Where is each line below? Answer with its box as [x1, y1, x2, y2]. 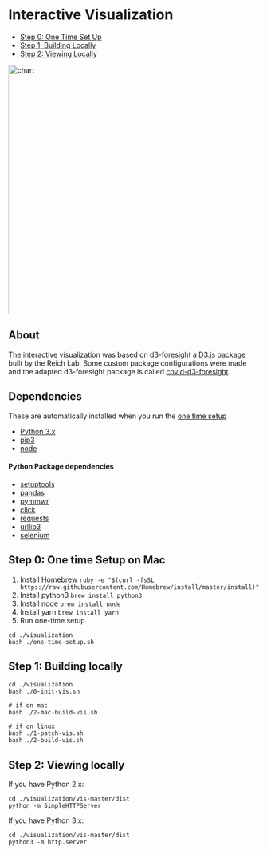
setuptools [19, 479, 55, 488]
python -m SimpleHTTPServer [8, 802, 102, 810]
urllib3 [19, 521, 41, 532]
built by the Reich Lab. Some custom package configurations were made [8, 358, 247, 368]
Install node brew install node [19, 599, 121, 608]
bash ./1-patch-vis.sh [8, 729, 84, 737]
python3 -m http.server [8, 838, 88, 847]
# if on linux [8, 722, 56, 731]
